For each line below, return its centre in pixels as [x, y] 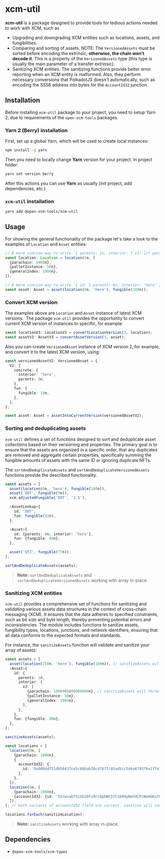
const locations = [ [26, 746]
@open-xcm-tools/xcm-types [40, 852]
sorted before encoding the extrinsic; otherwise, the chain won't [78, 53]
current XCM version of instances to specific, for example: [64, 324]
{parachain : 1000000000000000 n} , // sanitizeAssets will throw [93, 692]
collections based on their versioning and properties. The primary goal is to [81, 444]
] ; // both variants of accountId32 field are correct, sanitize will [79, 806]
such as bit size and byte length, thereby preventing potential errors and [78, 620]
